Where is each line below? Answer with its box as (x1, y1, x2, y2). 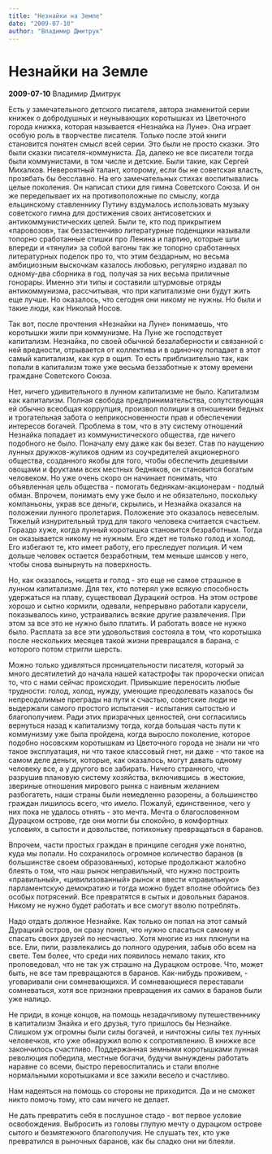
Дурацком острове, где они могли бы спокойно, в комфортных (8, 816, 229, 825)
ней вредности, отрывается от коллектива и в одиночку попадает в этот (8, 345, 261, 355)
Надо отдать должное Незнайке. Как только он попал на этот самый (8, 917, 248, 926)
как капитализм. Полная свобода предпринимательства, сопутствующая (8, 395, 264, 405)
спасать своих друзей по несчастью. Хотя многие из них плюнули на (8, 934, 250, 943)
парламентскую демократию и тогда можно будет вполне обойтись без (8, 883, 260, 893)
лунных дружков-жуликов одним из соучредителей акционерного (8, 447, 240, 457)
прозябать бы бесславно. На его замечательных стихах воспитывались (8, 174, 259, 184)
